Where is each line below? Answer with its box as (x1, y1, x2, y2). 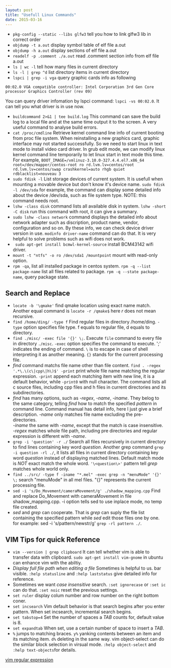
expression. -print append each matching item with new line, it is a (12, 373, 155, 379)
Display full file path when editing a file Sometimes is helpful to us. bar (12, 565, 162, 571)
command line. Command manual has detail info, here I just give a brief (12, 406, 162, 412)
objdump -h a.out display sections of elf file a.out (12, 47, 116, 54)
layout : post (5, 7, 33, 13)
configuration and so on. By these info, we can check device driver (12, 225, 154, 231)
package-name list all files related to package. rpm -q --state (12, 269, 139, 275)
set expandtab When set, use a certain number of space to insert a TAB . (12, 625, 164, 631)
